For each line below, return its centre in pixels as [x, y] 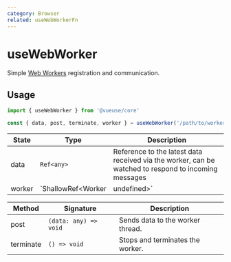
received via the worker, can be [164, 160]
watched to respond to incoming [165, 169]
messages [130, 178]
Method [26, 209]
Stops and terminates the [160, 240]
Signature [80, 209]
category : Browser [33, 13]
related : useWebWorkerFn [43, 20]
